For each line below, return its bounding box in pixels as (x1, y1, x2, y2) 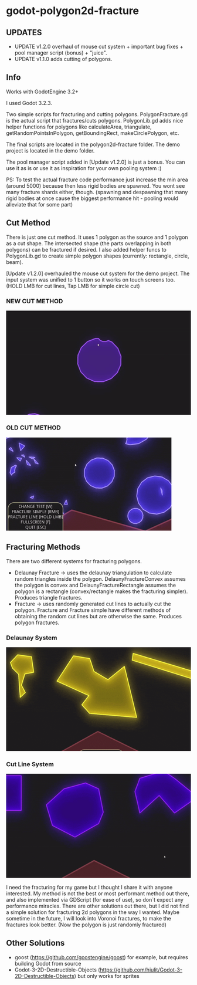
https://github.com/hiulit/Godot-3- (99, 966, 183, 973)
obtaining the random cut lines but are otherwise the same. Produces (14, 612, 182, 620)
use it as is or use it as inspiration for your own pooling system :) (6, 164, 162, 171)
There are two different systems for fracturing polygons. (6, 557, 142, 564)
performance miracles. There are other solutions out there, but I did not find (6, 902, 189, 909)
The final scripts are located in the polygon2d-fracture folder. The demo (6, 141, 181, 148)
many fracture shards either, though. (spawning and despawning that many (6, 188, 188, 195)
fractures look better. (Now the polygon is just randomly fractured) (6, 921, 167, 928)
